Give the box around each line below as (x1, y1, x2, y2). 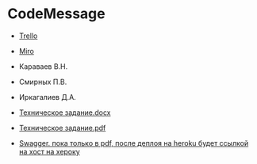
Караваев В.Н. (18, 61, 68, 71)
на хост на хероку (18, 147, 80, 156)
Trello (18, 31, 38, 40)
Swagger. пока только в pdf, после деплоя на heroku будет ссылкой (18, 138, 249, 147)
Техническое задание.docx (18, 108, 111, 117)
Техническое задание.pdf (18, 123, 106, 132)
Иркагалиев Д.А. (18, 92, 76, 101)
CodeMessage (7, 5, 105, 23)
